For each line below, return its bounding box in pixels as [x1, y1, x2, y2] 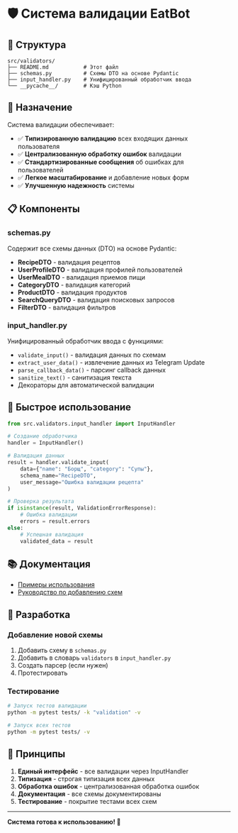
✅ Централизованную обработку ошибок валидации [17, 150, 182, 158]
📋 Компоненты [7, 203, 80, 215]
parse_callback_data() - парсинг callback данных [17, 365, 166, 374]
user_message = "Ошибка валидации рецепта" [20, 478, 144, 486]
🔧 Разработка [7, 608, 71, 621]
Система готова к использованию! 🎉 [7, 817, 121, 826]
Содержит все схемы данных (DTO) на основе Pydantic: [7, 244, 177, 253]
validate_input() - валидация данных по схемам [17, 351, 166, 359]
